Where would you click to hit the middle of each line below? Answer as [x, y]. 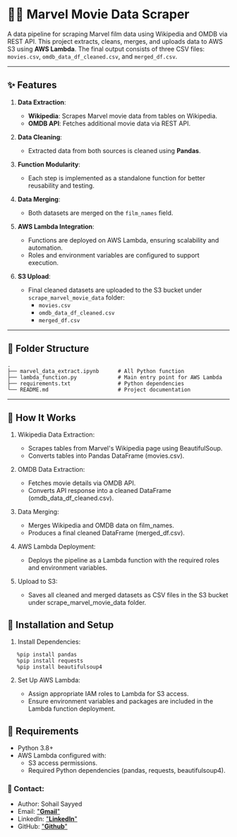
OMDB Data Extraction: [51, 470]
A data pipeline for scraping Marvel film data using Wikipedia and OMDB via [117, 34]
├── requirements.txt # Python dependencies [96, 384]
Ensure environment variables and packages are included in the [121, 702]
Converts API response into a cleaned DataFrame [99, 491]
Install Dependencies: [49, 642]
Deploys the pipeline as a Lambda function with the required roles [124, 561]
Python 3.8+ [36, 748]
